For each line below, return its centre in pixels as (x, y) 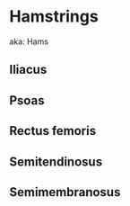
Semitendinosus (56, 161)
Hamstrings (54, 17)
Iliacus (28, 70)
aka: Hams (29, 41)
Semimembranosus (65, 192)
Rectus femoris (53, 131)
